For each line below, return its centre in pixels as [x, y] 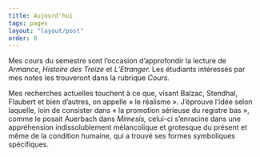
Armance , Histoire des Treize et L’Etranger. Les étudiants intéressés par [127, 70]
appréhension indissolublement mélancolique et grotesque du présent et [128, 127]
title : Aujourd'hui [41, 16]
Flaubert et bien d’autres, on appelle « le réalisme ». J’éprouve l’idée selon [131, 102]
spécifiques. [29, 144]
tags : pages [28, 23]
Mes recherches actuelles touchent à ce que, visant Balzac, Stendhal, [123, 94]
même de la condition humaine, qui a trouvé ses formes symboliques [122, 136]
